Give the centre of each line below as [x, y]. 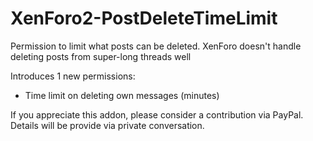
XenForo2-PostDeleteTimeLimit [144, 18]
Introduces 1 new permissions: [73, 76]
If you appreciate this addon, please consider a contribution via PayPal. [157, 114]
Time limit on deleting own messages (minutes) [122, 95]
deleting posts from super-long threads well [101, 56]
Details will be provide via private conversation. [107, 125]
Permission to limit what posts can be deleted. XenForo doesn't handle [156, 46]
